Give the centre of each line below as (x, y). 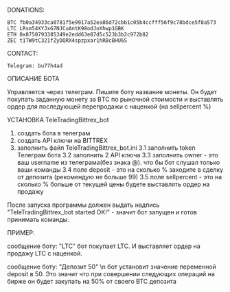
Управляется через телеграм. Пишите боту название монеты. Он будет (112, 92)
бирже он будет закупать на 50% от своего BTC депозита (92, 281)
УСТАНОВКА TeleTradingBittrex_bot (58, 120)
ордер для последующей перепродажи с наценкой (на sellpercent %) (109, 106)
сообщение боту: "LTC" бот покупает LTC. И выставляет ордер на (104, 246)
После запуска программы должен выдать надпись (83, 205)
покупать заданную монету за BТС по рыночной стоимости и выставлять (115, 99)
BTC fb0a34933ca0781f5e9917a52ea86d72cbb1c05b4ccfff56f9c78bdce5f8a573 (112, 23)
